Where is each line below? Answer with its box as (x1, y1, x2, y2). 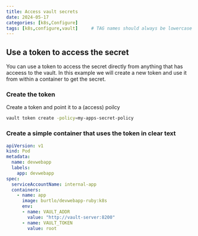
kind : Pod (6, 148, 31, 154)
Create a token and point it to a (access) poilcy (6, 104, 120, 111)
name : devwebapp (11, 160, 52, 165)
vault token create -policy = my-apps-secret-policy (6, 115, 134, 122)
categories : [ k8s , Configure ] (6, 20, 78, 25)
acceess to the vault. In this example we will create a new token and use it (6, 69, 187, 76)
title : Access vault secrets (6, 8, 78, 15)
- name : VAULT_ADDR (21, 209, 70, 215)
